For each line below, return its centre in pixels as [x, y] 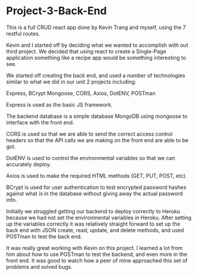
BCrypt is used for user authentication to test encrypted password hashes [96, 187]
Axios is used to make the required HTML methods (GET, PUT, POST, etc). [97, 175]
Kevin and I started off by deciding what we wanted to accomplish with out [97, 45]
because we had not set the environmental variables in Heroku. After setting [99, 217]
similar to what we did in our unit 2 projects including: [71, 82]
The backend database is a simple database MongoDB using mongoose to [97, 116]
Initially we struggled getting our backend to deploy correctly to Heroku [93, 211]
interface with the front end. [40, 122]
